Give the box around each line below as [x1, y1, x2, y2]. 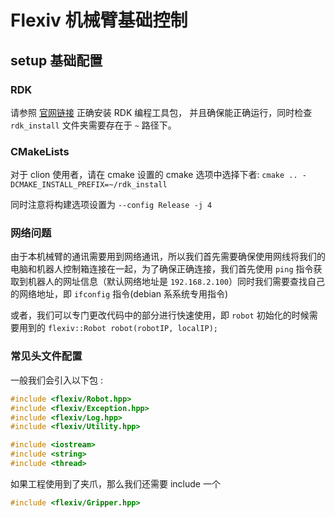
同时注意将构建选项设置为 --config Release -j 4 [10, 199, 213, 211]
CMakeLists [10, 144, 70, 158]
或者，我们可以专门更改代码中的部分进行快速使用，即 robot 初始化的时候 [10, 309, 310, 321]
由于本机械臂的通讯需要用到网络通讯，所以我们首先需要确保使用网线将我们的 [10, 251, 326, 263]
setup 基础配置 [10, 52, 103, 69]
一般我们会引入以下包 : [10, 374, 103, 386]
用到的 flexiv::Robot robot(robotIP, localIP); [18, 322, 218, 334]
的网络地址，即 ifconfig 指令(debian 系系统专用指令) [10, 288, 229, 300]
